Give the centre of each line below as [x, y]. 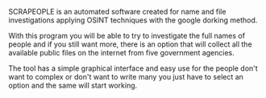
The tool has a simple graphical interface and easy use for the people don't [133, 68]
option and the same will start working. [73, 85]
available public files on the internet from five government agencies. [122, 53]
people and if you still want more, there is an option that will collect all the [130, 44]
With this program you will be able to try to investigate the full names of [127, 36]
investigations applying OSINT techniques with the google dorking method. [133, 20]
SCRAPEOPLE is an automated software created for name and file [117, 12]
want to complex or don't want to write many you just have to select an [126, 77]
